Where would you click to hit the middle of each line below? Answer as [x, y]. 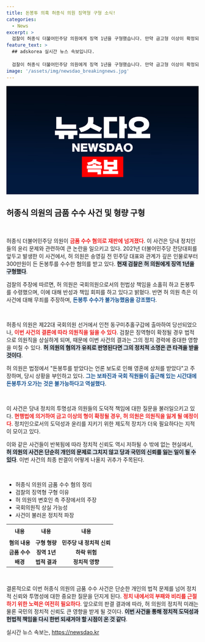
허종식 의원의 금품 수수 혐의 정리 [53, 484]
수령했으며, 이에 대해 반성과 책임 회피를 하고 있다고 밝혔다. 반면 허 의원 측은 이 [105, 292]
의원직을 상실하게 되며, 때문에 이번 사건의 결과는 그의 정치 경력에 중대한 [102, 340]
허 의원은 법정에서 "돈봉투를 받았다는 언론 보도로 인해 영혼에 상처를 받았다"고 [98, 368]
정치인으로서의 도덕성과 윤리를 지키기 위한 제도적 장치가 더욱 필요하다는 [99, 424]
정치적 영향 [86, 562]
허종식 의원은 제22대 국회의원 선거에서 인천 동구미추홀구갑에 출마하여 [89, 324]
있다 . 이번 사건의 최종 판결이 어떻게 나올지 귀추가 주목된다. [75, 460]
